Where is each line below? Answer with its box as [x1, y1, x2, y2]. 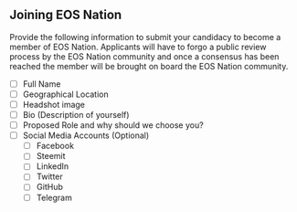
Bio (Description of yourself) [22, 110, 130, 120]
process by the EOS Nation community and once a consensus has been [9, 50, 280, 62]
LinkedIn [36, 161, 69, 172]
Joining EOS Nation [9, 7, 122, 23]
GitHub [36, 182, 64, 193]
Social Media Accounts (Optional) [22, 130, 150, 141]
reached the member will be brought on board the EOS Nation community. [9, 60, 289, 71]
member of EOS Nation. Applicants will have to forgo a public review [9, 41, 267, 52]
